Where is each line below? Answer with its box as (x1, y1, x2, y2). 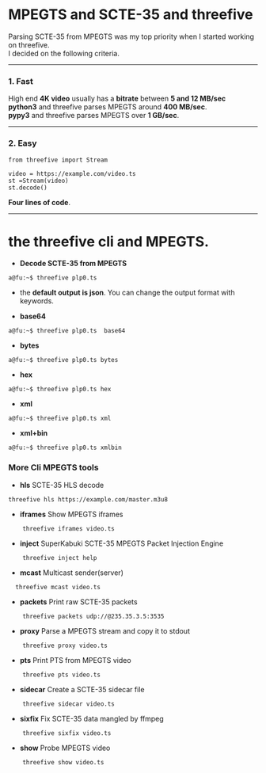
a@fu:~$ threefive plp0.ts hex (8, 386, 112, 394)
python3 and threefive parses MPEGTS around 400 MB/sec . (8, 102, 207, 112)
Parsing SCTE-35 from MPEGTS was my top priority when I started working (8, 32, 255, 41)
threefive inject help (22, 554, 97, 562)
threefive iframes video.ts (22, 524, 115, 532)
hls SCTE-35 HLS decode (19, 480, 104, 489)
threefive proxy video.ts (22, 642, 108, 649)
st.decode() (8, 184, 47, 192)
